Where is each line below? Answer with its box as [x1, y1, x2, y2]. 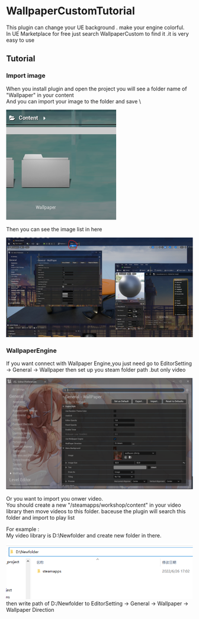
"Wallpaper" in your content [6, 91, 74, 99]
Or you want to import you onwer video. [6, 495, 104, 502]
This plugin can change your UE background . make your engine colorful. [6, 24, 185, 31]
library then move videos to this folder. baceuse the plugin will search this [6, 508, 186, 515]
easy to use [6, 36, 34, 43]
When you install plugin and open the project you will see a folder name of [6, 85, 188, 92]
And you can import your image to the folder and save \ [6, 98, 141, 105]
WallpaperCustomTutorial [6, 4, 135, 18]
